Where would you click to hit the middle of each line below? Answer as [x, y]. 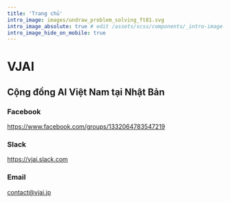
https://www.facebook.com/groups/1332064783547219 [86, 127]
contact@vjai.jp [29, 192]
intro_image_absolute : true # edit [58, 26]
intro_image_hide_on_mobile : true [57, 33]
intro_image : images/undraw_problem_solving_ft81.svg [86, 20]
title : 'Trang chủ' [35, 13]
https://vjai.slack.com [38, 160]
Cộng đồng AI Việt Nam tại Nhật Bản [86, 92]
